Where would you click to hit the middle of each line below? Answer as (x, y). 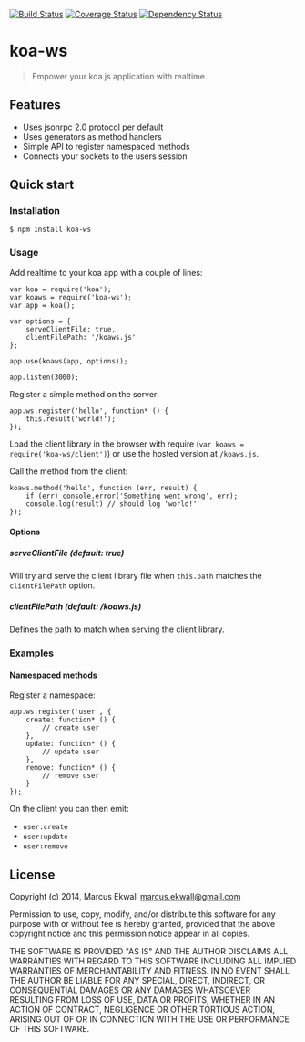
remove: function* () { (71, 768)
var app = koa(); (42, 305)
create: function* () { (71, 720)
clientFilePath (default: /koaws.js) (76, 606)
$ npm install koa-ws (51, 230)
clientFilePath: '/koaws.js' (81, 337)
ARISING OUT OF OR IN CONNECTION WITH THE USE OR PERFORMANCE (149, 1019)
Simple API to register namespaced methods (106, 146)
